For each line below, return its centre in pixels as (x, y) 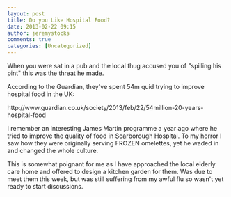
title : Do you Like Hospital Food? (59, 20)
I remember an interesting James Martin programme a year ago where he (112, 128)
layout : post (26, 14)
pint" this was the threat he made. (56, 73)
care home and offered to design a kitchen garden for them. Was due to (110, 172)
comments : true (29, 40)
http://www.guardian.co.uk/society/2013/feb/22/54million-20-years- (105, 108)
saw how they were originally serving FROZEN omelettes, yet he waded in (113, 143)
